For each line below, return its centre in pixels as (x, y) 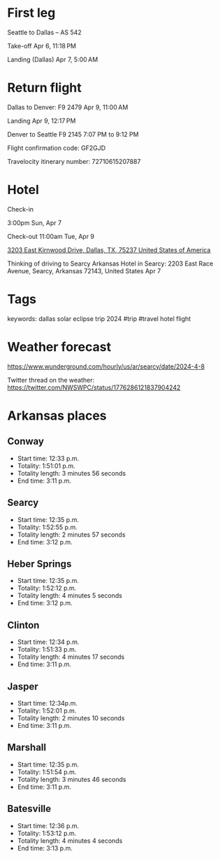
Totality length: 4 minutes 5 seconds (69, 596)
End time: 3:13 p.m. (45, 848)
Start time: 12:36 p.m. (48, 825)
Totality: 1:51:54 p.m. (47, 771)
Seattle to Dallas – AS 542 (44, 32)
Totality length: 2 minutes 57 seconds (71, 535)
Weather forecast (59, 346)
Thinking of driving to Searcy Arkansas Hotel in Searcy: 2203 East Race (110, 263)
